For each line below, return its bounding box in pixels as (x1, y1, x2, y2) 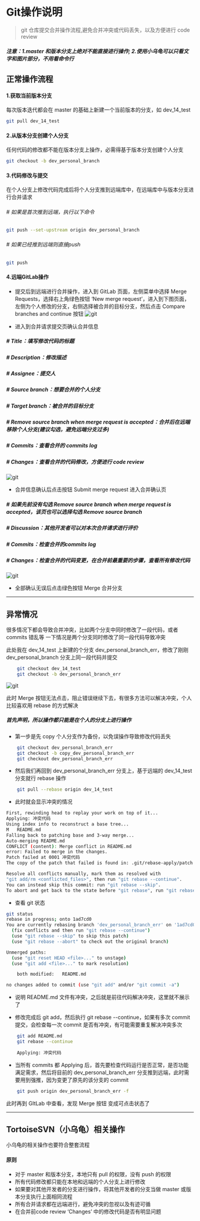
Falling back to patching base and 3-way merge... (6, 832, 135, 838)
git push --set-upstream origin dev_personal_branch (6, 227, 140, 233)
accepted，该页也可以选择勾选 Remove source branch (6, 508, 142, 515)
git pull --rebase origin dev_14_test (17, 787, 113, 793)
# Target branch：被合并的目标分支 (6, 402, 94, 409)
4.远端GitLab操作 (6, 273, 49, 280)
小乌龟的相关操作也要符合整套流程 (6, 1141, 90, 1149)
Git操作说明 (6, 5, 62, 19)
